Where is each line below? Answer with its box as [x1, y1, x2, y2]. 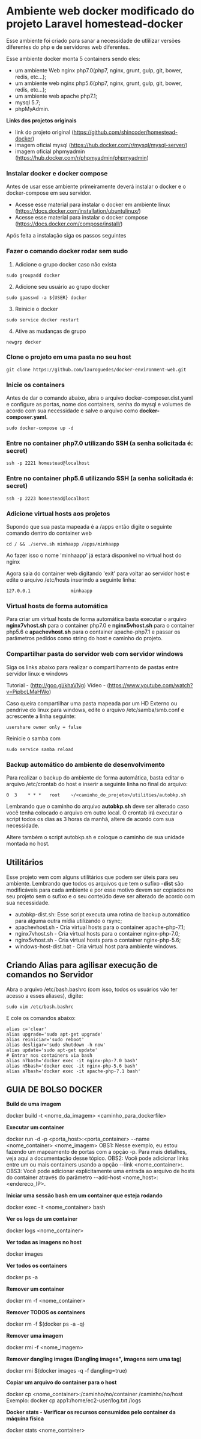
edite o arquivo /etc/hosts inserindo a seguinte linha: [6, 576, 136, 584]
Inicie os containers [6, 380, 65, 389]
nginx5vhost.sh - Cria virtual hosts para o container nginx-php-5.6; [14, 936, 181, 943]
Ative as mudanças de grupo [14, 327, 86, 335]
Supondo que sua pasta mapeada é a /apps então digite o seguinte [6, 523, 172, 531]
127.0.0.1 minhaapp [6, 588, 93, 594]
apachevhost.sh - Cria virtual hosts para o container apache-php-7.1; [14, 924, 185, 931]
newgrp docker [6, 339, 42, 345]
